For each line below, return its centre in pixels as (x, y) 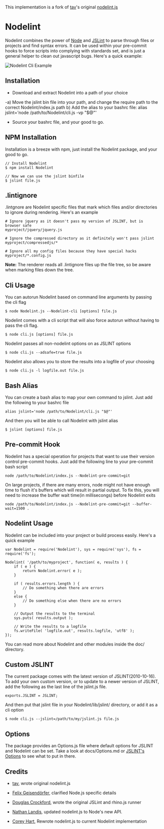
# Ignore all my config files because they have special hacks (71, 252)
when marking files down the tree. (40, 270)
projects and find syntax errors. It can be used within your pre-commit (76, 46)
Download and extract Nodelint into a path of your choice (70, 92)
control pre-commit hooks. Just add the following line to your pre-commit (79, 461)
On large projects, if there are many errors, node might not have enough (78, 484)
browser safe (18, 226)
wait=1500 (15, 508)
